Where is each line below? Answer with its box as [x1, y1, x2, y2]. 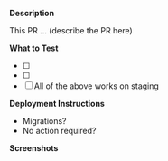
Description [9, 8, 55, 18]
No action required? [22, 126, 97, 136]
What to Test [9, 43, 59, 53]
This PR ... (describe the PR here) [9, 25, 133, 35]
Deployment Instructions [9, 99, 106, 109]
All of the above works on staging [33, 80, 160, 91]
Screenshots [9, 143, 59, 153]
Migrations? [22, 116, 67, 126]
